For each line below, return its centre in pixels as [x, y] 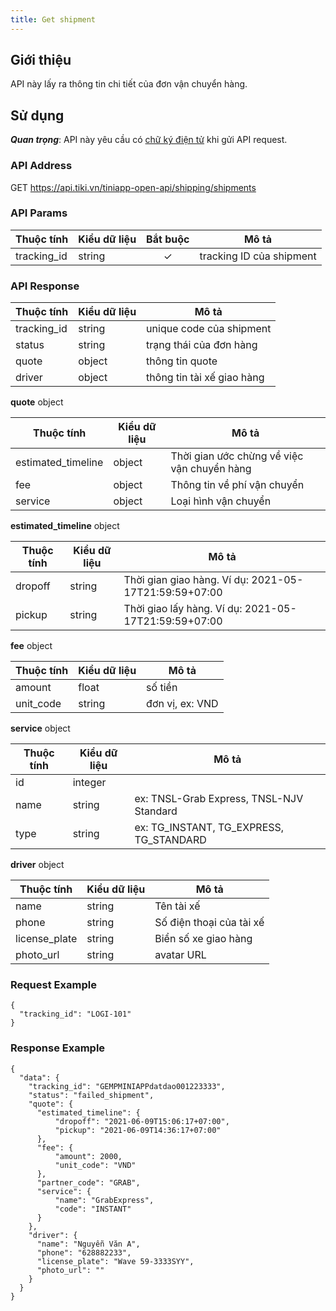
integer [89, 783]
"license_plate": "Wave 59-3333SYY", [115, 1261]
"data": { [39, 1077]
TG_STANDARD [170, 840]
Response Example [58, 1048]
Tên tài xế [177, 906]
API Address [41, 166]
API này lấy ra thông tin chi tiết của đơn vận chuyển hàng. [129, 84]
